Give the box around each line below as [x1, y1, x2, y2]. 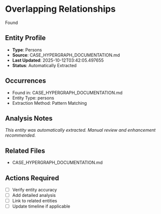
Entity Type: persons [12, 95, 54, 101]
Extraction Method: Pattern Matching [12, 100, 87, 106]
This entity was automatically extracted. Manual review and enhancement [5, 127, 156, 133]
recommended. [5, 132, 36, 138]
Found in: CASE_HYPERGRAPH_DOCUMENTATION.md [12, 90, 123, 95]
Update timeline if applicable [12, 203, 70, 209]
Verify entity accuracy [12, 187, 57, 192]
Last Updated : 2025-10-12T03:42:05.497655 [12, 57, 104, 63]
